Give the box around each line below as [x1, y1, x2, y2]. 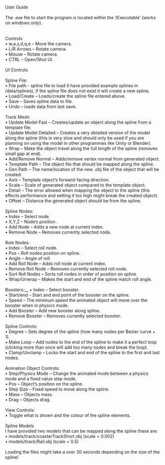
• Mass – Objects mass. [5, 392, 53, 397]
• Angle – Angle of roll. [5, 256, 51, 261]
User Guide [5, 4, 29, 10]
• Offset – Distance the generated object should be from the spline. [5, 198, 142, 203]
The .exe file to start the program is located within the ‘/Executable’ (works [5, 15, 156, 20]
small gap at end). [5, 151, 42, 157]
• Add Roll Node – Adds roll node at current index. [5, 261, 107, 266]
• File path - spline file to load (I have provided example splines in [5, 83, 138, 88]
